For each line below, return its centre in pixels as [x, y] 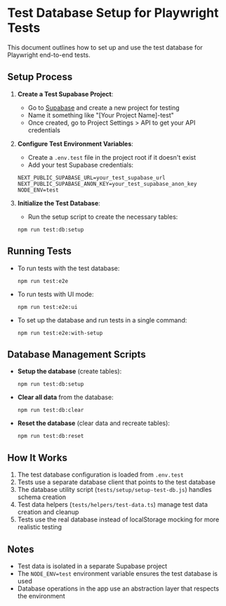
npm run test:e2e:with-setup [60, 333]
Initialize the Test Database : [59, 203]
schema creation [42, 497]
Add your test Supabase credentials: [81, 165]
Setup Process [40, 77]
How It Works [38, 458]
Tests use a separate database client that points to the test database [117, 482]
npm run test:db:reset [51, 436]
